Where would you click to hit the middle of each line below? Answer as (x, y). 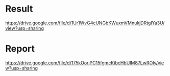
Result (19, 9)
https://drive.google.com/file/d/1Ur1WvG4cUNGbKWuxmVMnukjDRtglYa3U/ (85, 23)
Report (20, 49)
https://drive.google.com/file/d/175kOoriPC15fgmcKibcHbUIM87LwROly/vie (85, 63)
